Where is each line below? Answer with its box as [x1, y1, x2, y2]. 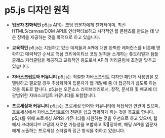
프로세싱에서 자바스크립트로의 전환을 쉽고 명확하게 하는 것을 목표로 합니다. [11, 109, 155, 115]
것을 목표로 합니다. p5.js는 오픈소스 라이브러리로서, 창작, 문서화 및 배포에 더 [11, 86, 157, 92]
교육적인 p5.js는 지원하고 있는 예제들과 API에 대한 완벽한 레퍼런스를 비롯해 [11, 45, 155, 50]
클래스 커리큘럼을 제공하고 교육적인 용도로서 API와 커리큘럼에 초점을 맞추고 [11, 57, 156, 63]
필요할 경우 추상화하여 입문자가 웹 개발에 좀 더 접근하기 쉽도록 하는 [29, 80, 157, 86]
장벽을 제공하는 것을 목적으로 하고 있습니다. [17, 34, 101, 40]
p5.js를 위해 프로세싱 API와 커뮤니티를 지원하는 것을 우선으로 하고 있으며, [11, 115, 153, 121]
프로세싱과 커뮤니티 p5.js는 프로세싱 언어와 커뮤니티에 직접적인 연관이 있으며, [11, 102, 160, 109]
